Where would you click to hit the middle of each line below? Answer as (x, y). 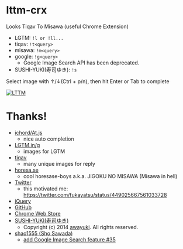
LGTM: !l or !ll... (39, 37)
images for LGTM (44, 151)
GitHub (23, 207)
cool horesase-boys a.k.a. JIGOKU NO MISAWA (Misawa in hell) (100, 176)
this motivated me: (46, 189)
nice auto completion (49, 139)
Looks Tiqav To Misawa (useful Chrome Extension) (67, 26)
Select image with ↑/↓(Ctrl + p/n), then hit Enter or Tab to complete (88, 81)
